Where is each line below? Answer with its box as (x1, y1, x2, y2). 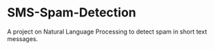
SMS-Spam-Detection (7, 5, 136, 21)
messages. (7, 34, 39, 42)
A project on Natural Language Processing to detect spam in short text (7, 27, 208, 36)
